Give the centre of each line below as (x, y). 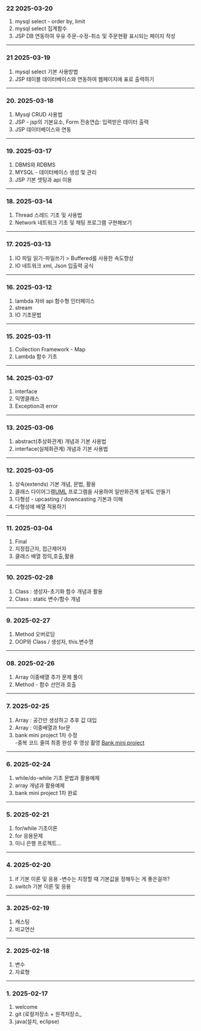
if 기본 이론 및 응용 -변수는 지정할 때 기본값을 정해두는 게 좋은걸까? (92, 878)
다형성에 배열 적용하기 (41, 507)
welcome (26, 1006)
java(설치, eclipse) (37, 1021)
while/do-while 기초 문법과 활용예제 (57, 778)
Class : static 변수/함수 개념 (48, 599)
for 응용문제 (29, 836)
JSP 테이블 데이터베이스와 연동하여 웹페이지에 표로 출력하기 (84, 79)
